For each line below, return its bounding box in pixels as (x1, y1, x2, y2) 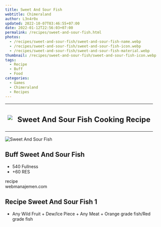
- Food (9, 71, 23, 76)
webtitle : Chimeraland (5, 12, 51, 17)
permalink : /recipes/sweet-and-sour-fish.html (5, 30, 102, 35)
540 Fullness (12, 163, 38, 170)
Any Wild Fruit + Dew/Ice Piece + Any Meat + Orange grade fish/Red (12, 211, 151, 217)
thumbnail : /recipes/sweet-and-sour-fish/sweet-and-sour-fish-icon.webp (5, 53, 157, 58)
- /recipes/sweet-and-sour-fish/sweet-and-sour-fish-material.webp (9, 48, 150, 53)
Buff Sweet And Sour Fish (5, 150, 85, 159)
